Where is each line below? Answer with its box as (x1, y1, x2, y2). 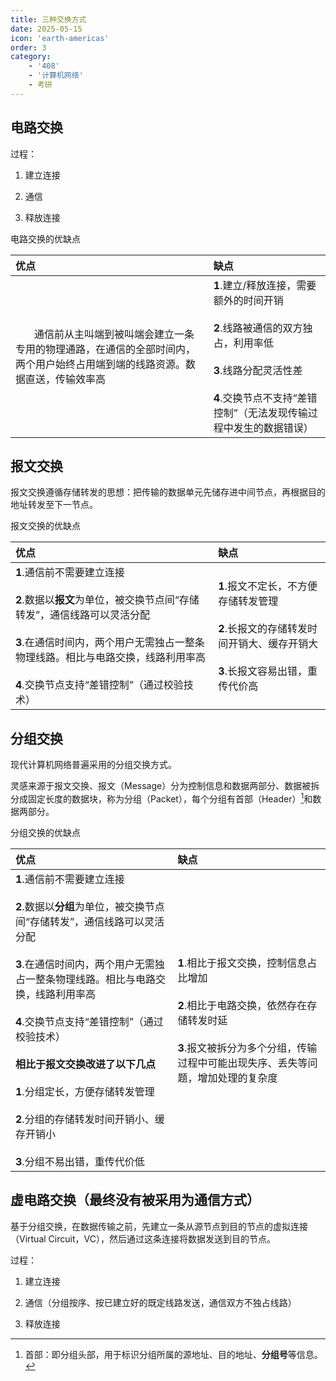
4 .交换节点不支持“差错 (213, 391, 318, 405)
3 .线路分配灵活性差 (213, 363, 303, 377)
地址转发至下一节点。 (10, 499, 98, 511)
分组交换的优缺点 (10, 826, 81, 838)
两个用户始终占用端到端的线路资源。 (15, 357, 187, 371)
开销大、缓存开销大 (228, 637, 319, 651)
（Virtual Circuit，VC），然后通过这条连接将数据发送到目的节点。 (10, 1232, 276, 1245)
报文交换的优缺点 (10, 520, 81, 532)
